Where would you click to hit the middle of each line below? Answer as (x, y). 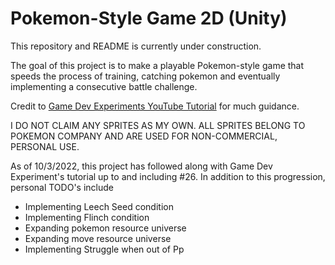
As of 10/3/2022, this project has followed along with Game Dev (141, 166)
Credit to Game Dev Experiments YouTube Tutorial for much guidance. (155, 106)
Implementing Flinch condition (87, 217)
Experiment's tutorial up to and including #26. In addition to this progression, (168, 176)
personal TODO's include (62, 187)
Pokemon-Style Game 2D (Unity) (149, 18)
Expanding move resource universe (98, 238)
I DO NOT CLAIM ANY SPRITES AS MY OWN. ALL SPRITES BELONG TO (158, 125)
